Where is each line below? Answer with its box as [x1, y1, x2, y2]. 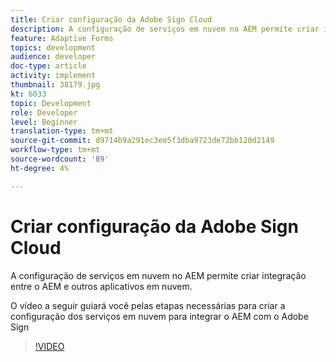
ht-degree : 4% [10, 163, 70, 173]
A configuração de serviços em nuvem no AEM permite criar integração [10, 269, 307, 281]
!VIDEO [34, 340, 65, 352]
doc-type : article [10, 61, 87, 71]
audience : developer [10, 52, 97, 62]
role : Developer [10, 107, 78, 118]
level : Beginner [10, 117, 78, 127]
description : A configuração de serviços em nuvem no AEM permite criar [10, 24, 320, 34]
